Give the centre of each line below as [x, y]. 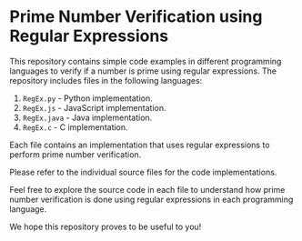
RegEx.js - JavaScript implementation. [94, 107]
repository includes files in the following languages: [106, 80]
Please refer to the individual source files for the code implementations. [143, 172]
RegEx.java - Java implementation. [87, 117]
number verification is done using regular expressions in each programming [151, 199]
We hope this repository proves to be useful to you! [106, 226]
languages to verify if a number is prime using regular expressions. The [143, 71]
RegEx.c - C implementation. [75, 127]
